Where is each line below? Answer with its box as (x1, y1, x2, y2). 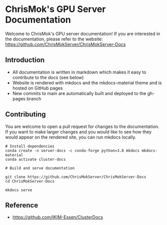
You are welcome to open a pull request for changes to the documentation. (5, 123, 159, 129)
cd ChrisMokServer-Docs (5, 178, 55, 183)
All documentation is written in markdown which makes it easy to (12, 69, 146, 75)
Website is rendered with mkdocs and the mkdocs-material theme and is (12, 79, 162, 85)
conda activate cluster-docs (5, 156, 66, 162)
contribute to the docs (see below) (12, 74, 84, 80)
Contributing (5, 110, 46, 118)
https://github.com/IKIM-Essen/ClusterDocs (12, 214, 103, 220)
